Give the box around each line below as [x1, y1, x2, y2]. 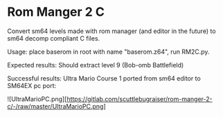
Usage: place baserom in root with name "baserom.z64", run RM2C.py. [7, 47, 210, 56]
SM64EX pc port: [7, 81, 57, 89]
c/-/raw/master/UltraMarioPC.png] [7, 102, 106, 110]
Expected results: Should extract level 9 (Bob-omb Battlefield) [7, 61, 184, 69]
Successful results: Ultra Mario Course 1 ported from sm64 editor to [7, 74, 201, 83]
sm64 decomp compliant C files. [7, 34, 100, 42]
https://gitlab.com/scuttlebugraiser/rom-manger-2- [66, 94, 213, 103]
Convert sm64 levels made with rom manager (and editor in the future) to [7, 27, 216, 35]
